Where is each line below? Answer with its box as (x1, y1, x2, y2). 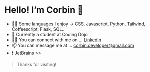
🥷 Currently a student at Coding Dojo (11, 31, 88, 37)
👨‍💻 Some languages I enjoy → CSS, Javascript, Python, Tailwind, (11, 21, 146, 27)
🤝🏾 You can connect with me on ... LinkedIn (11, 37, 102, 43)
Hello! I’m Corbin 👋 (4, 4, 83, 16)
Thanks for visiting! (16, 61, 57, 67)
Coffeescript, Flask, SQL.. (11, 26, 65, 32)
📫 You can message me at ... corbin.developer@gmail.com (11, 42, 134, 48)
